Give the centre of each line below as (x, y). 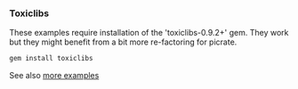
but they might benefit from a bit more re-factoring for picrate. (123, 42)
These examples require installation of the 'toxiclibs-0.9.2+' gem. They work (149, 33)
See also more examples (54, 76)
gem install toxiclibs (51, 59)
